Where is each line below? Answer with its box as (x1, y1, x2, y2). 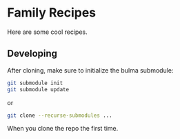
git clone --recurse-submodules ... (7, 112, 112, 119)
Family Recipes (7, 5, 97, 21)
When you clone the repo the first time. (7, 124, 119, 133)
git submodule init (7, 80, 63, 86)
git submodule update (7, 86, 70, 93)
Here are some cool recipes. (7, 28, 88, 36)
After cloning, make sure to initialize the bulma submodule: (7, 66, 174, 74)
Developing (7, 48, 57, 59)
